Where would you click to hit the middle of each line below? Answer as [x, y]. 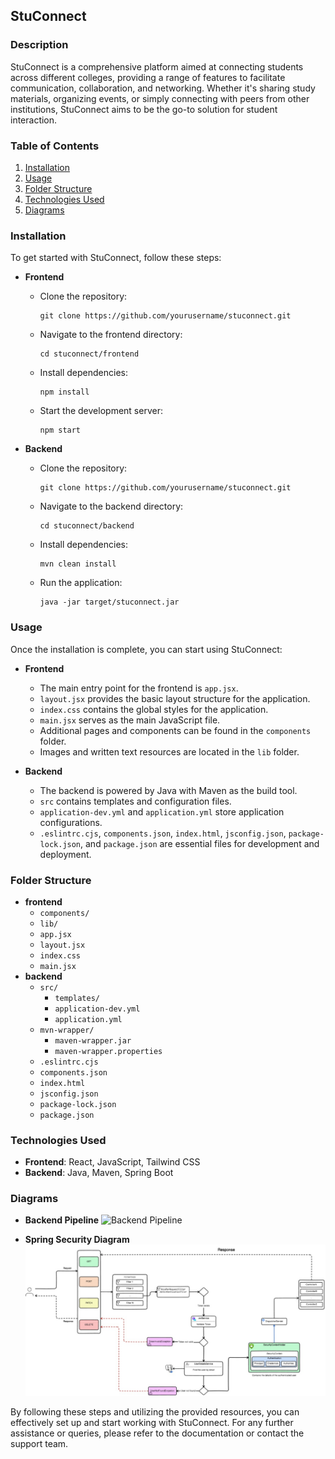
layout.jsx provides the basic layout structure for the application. [175, 698]
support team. [39, 1444]
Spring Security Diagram [77, 1240]
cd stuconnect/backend [87, 526]
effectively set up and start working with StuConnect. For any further [152, 1423]
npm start [60, 430]
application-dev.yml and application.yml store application [162, 811]
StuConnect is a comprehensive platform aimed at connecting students [157, 66]
